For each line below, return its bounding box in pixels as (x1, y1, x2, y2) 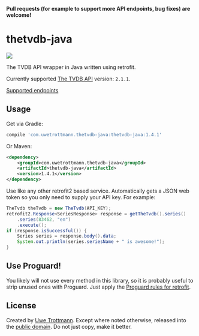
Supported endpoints (6, 86, 59, 94)
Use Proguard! (6, 261, 62, 271)
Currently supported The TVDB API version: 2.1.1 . (6, 75, 131, 82)
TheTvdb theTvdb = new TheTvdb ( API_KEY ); (6, 205, 111, 211)
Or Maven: (6, 142, 32, 149)
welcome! (6, 11, 32, 19)
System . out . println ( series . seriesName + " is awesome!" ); (17, 239, 165, 245)
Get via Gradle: (6, 120, 43, 127)
